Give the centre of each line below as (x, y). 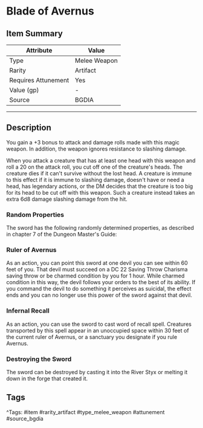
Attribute (39, 50)
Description (29, 128)
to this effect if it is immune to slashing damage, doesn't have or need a (95, 180)
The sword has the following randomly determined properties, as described (100, 228)
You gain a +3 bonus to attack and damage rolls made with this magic (93, 142)
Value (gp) (24, 90)
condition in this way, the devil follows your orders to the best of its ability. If (101, 282)
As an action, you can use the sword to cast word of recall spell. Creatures (99, 324)
